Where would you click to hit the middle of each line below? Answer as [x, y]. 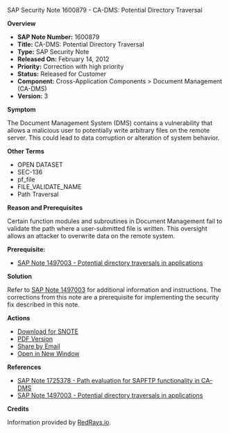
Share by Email [39, 346]
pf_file [26, 179]
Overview [22, 23]
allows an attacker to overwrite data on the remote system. [91, 236]
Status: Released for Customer [61, 74]
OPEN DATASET [40, 165]
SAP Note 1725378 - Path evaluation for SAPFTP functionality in [108, 381]
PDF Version [35, 339]
